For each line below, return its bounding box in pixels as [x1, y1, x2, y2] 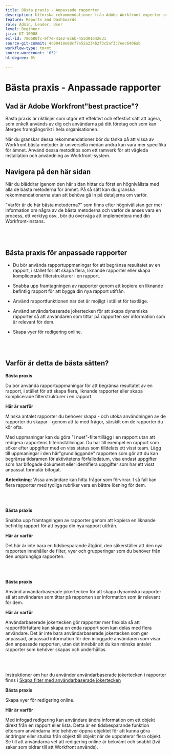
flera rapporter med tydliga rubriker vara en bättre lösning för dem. [5, 482, 146, 488]
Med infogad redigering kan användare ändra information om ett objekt [5, 717, 155, 723]
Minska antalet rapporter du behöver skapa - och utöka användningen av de [5, 413, 166, 419]
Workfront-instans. [5, 218, 45, 224]
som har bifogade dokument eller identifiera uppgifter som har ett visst [5, 461, 155, 467]
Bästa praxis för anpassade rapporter [5, 248, 127, 257]
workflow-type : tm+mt [5, 46, 52, 51]
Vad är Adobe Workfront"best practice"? [5, 102, 139, 111]
